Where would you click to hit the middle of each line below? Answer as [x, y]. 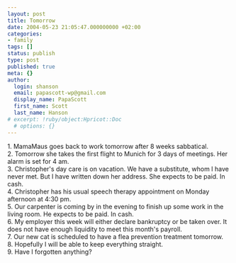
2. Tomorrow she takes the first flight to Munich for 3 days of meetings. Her [118, 154]
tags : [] [20, 47]
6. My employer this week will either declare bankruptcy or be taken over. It [117, 221]
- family [20, 40]
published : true [31, 67]
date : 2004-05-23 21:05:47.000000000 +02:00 [74, 27]
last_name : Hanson [41, 113]
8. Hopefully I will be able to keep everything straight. [85, 244]
